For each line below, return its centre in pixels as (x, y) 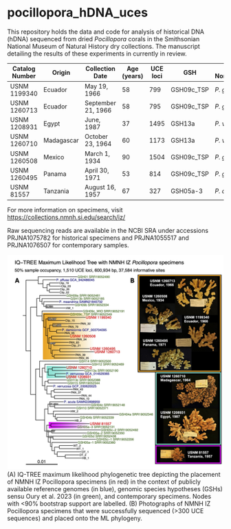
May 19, (97, 86)
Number (24, 76)
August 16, (101, 188)
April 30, (97, 170)
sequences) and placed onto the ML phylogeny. (75, 518)
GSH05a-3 (187, 191)
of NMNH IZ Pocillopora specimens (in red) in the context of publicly (104, 482)
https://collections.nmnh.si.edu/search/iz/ (66, 217)
